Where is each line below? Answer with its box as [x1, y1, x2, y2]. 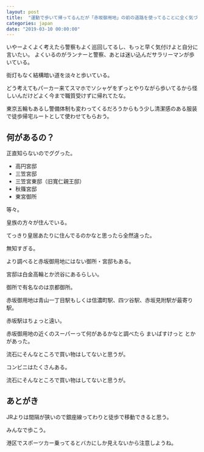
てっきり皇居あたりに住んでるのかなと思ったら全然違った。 [6, 232, 155, 239]
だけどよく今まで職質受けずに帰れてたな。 [22, 92, 129, 99]
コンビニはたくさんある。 [6, 364, 71, 371]
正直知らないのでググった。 [6, 150, 76, 157]
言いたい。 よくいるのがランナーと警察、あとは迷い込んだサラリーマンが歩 [6, 51, 195, 58]
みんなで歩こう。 [6, 426, 49, 433]
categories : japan [6, 20, 53, 26]
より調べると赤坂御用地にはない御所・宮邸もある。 [6, 258, 135, 265]
